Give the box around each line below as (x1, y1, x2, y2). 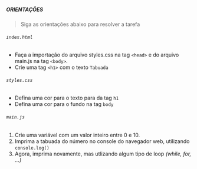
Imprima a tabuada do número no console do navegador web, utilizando (14, 137, 190, 145)
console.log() (14, 145, 50, 151)
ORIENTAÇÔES (6, 6, 44, 13)
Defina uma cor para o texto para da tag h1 (14, 94, 119, 101)
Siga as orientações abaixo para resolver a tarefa (20, 21, 140, 28)
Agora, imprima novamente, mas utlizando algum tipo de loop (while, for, (14, 150, 192, 157)
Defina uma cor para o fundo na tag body (14, 101, 114, 108)
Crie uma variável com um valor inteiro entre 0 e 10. (14, 131, 140, 138)
